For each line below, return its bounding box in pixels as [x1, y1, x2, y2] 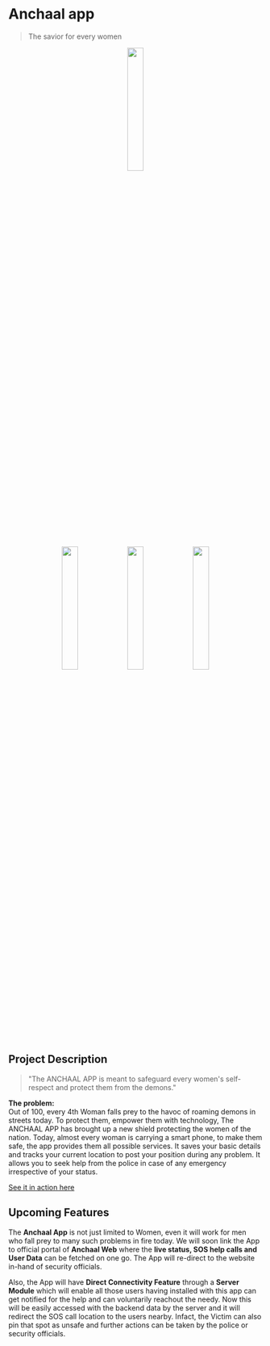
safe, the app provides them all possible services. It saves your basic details [8, 1141, 261, 1151]
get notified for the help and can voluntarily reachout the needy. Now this [8, 1294, 251, 1304]
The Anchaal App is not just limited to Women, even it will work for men [8, 1227, 247, 1237]
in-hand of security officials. [8, 1261, 102, 1271]
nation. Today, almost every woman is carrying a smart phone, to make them [8, 1132, 263, 1142]
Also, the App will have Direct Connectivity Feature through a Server [8, 1277, 239, 1287]
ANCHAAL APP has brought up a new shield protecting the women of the [8, 1123, 251, 1134]
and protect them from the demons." [55, 1082, 177, 1092]
